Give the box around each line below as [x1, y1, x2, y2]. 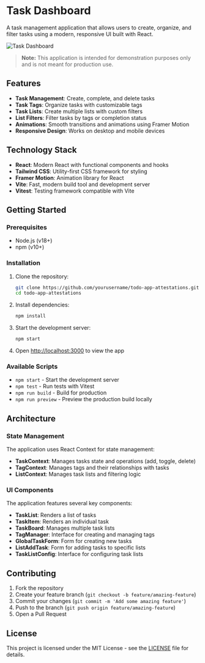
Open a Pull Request [15, 610, 67, 618]
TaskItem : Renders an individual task [15, 518, 109, 525]
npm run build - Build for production [15, 389, 107, 396]
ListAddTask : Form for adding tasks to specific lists [15, 544, 146, 551]
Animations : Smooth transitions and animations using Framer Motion [15, 120, 190, 128]
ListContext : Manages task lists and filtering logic [15, 470, 141, 478]
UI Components [6, 486, 54, 494]
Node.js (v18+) [15, 237, 53, 245]
